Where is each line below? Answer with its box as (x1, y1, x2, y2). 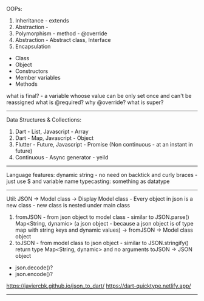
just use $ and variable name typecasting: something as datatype (6, 178, 170, 185)
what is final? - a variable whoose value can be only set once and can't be (6, 92, 192, 99)
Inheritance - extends (15, 17, 69, 24)
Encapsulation (15, 43, 51, 50)
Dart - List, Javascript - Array (15, 128, 89, 135)
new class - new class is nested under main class (6, 202, 131, 209)
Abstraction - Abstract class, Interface (15, 36, 111, 43)
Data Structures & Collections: (6, 116, 82, 123)
